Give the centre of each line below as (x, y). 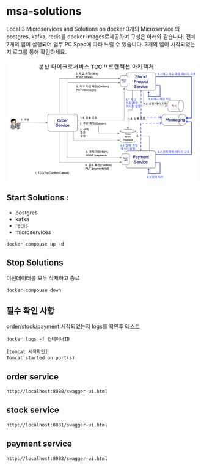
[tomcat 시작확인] (27, 352)
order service (33, 377)
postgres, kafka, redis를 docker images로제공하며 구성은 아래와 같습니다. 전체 (101, 36)
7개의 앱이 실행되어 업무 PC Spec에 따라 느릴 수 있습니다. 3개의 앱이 (88, 44)
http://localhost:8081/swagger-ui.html (57, 425)
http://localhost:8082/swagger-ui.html (57, 459)
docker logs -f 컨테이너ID (38, 339)
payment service (39, 444)
